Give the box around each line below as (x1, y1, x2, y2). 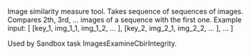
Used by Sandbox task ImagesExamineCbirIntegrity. (7, 39, 177, 48)
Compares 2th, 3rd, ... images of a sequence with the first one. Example (7, 15, 242, 24)
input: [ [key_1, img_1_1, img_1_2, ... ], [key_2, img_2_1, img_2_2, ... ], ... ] (7, 24, 234, 32)
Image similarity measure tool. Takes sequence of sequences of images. (7, 7, 244, 16)
